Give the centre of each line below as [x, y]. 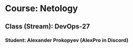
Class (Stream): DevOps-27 [48, 26]
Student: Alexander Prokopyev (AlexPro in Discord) [67, 40]
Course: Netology [42, 8]
